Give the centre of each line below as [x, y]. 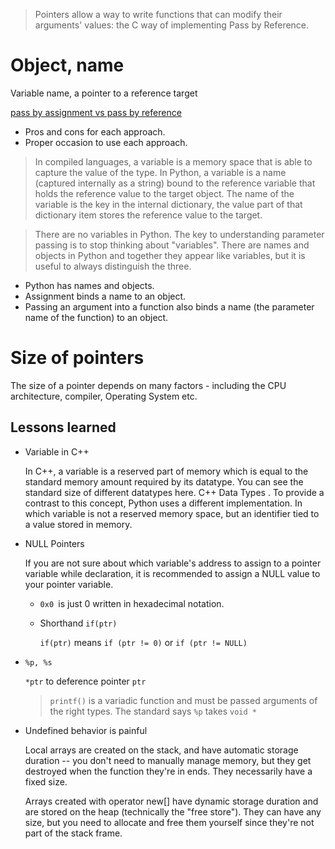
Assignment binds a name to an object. [105, 296]
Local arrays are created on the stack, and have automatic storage [161, 750]
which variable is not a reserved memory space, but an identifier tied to [172, 513]
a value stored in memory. [78, 524]
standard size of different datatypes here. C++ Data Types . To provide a [174, 492]
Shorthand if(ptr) [78, 623]
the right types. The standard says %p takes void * [153, 711]
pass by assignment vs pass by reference [96, 112]
